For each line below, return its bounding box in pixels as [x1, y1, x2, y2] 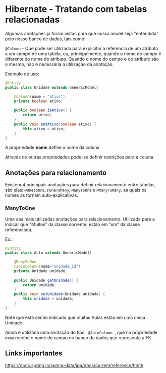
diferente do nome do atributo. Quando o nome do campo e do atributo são [5, 56, 159, 62]
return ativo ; [23, 113, 52, 118]
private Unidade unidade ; [14, 269, 68, 274]
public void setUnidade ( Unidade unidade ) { [14, 292, 106, 297]
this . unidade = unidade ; [23, 297, 74, 301]
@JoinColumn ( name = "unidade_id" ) [14, 264, 81, 269]
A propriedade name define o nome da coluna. [5, 145, 101, 150]
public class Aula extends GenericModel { [5, 250, 92, 255]
